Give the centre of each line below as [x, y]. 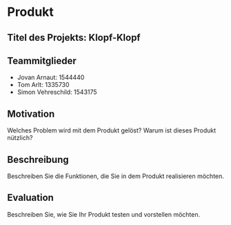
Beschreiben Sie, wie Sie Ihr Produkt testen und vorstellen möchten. [104, 214]
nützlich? [20, 138]
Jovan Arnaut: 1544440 [51, 77]
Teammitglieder [42, 60]
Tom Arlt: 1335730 [43, 85]
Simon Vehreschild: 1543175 [57, 92]
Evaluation [30, 198]
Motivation [31, 114]
